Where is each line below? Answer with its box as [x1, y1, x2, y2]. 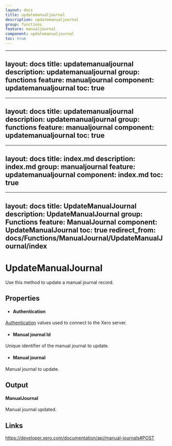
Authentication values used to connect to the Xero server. [5, 320, 127, 326]
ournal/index [5, 242, 48, 250]
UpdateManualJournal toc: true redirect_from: [5, 226, 156, 235]
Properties [5, 294, 40, 303]
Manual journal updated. [5, 407, 57, 413]
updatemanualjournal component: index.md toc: [5, 170, 163, 179]
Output [5, 381, 28, 390]
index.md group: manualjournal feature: [5, 162, 136, 171]
